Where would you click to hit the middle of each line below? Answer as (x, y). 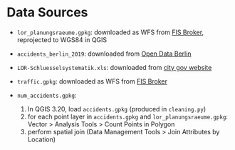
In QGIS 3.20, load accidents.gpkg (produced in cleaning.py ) (117, 109)
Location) (42, 139)
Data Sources (47, 12)
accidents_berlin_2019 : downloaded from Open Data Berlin (104, 54)
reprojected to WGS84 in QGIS (62, 39)
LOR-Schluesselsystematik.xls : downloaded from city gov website (114, 67)
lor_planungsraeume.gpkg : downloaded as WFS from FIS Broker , (110, 32)
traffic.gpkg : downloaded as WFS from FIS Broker (92, 81)
